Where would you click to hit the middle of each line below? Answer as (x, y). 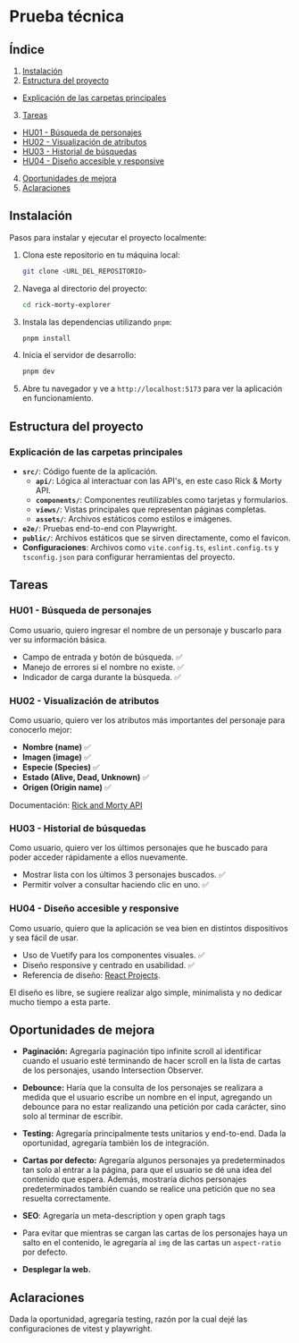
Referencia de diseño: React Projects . (91, 975)
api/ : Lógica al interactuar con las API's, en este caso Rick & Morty (159, 481)
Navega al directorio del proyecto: (84, 288)
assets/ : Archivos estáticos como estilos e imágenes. (133, 519)
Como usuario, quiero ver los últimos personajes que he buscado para (138, 848)
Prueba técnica (67, 17)
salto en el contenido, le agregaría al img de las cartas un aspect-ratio (151, 1243)
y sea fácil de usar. (44, 938)
